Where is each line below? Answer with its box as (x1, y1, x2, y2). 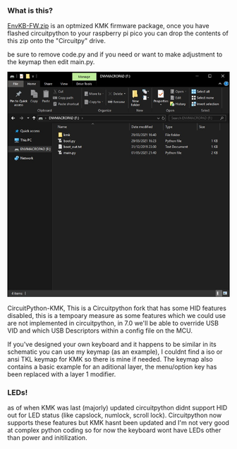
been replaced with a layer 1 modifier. (7, 369, 116, 379)
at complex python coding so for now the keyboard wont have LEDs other (7, 426, 221, 434)
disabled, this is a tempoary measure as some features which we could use (7, 311, 226, 319)
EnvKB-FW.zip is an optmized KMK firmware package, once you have (7, 22, 209, 30)
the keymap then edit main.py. (7, 58, 95, 66)
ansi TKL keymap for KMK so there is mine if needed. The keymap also (7, 355, 213, 363)
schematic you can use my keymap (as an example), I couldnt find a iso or (7, 347, 223, 356)
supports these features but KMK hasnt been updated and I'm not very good (7, 418, 229, 426)
